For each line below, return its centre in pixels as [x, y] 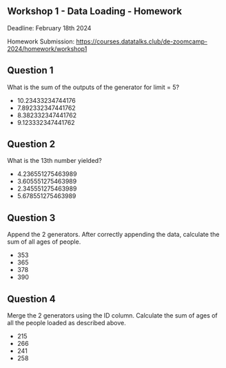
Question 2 [31, 144]
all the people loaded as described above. [66, 323]
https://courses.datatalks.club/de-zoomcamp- [142, 41]
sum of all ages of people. [44, 242]
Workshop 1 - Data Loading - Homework [95, 11]
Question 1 [30, 71]
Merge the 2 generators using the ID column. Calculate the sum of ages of [113, 316]
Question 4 [32, 299]
